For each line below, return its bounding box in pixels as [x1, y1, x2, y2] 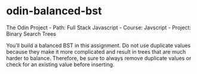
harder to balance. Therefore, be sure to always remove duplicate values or [6, 54, 192, 61]
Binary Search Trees [6, 30, 57, 37]
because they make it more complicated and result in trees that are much [6, 48, 186, 55]
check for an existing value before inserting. [6, 61, 115, 68]
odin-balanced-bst [6, 4, 102, 18]
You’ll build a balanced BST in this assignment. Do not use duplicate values [6, 42, 191, 49]
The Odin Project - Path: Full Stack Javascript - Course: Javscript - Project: [6, 24, 192, 31]
